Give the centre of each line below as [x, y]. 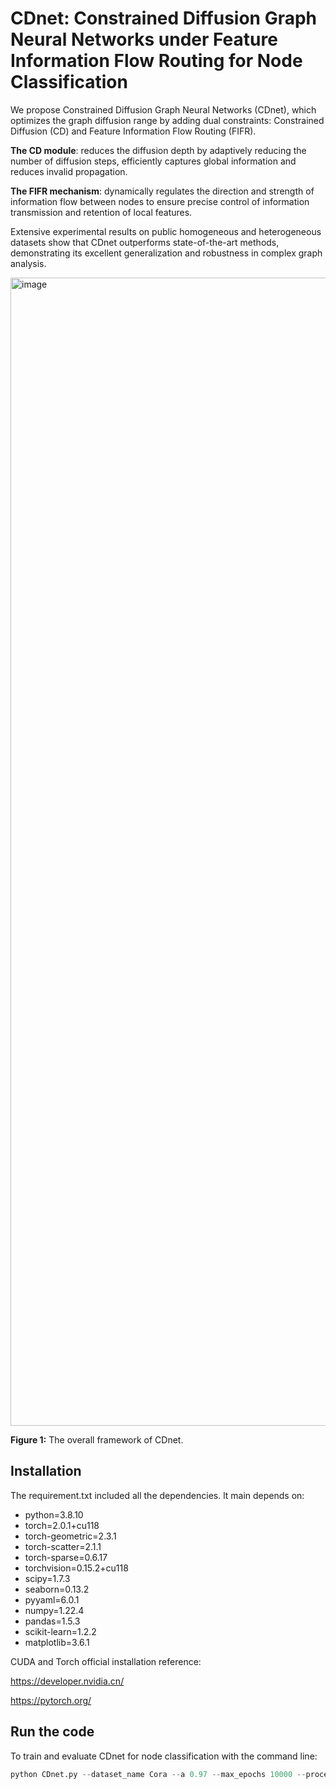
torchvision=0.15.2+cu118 [76, 1568]
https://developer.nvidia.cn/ [67, 1681]
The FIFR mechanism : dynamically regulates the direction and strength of [162, 191]
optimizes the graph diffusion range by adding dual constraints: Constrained [167, 120]
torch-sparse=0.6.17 [66, 1557]
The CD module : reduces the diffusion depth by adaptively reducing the [158, 150]
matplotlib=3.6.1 [57, 1642]
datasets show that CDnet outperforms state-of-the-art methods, [145, 242]
